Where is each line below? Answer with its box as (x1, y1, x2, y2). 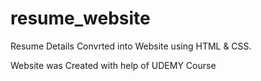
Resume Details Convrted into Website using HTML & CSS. (10, 40, 252, 52)
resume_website (10, 7, 151, 30)
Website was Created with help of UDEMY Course (10, 59, 217, 71)
